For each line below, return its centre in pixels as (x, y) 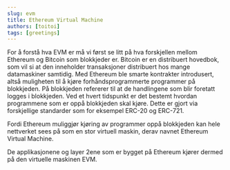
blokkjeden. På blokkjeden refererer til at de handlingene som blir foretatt (111, 89)
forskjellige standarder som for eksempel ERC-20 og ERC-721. (96, 111)
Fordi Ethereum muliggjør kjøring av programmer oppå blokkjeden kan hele (114, 124)
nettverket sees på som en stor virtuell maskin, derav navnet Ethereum (108, 131)
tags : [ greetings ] (33, 33)
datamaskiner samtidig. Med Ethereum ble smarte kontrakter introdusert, (111, 74)
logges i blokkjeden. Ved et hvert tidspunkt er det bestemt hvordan (102, 96)
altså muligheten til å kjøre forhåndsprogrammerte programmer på (101, 82)
